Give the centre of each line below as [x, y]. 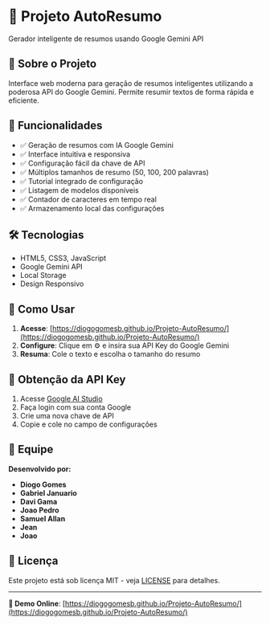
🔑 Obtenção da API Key [67, 380]
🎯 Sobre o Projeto [53, 64]
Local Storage [43, 276]
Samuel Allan [43, 518]
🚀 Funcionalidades [55, 126]
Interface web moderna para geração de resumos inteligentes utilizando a [131, 83]
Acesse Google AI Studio [61, 398]
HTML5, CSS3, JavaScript [63, 258]
